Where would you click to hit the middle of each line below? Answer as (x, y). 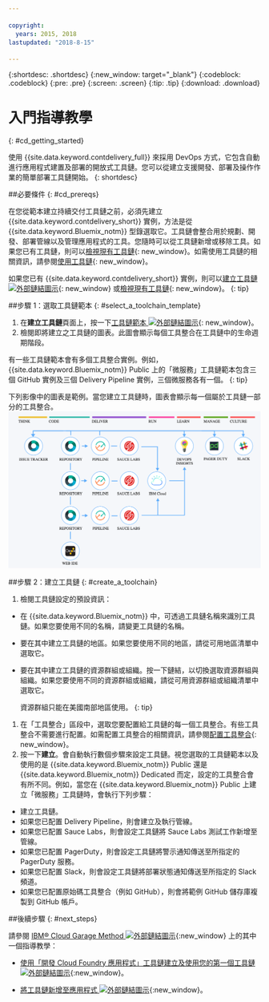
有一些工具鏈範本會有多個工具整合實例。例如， (85, 360)
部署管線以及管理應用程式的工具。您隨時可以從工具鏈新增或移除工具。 (138, 241)
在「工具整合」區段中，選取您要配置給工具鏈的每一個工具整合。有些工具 (139, 724)
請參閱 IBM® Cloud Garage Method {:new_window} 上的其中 (132, 935)
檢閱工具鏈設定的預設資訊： (66, 599)
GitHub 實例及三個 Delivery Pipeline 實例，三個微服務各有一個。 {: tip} (132, 380)
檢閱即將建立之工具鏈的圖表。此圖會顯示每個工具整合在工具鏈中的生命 (136, 333)
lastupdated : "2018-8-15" (51, 42)
